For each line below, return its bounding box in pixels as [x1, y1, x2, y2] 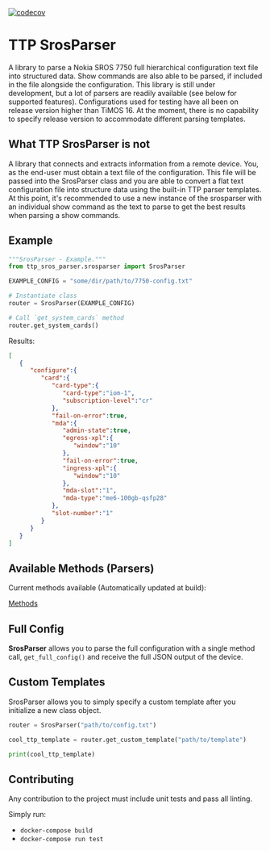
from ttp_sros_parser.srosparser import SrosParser [8, 262, 185, 270]
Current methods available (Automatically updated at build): [8, 583, 207, 593]
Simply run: [8, 810, 47, 820]
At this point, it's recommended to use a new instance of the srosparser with [8, 193, 262, 203]
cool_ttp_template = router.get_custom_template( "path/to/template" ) [8, 736, 247, 744]
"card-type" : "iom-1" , [62, 389, 135, 397]
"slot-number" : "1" [51, 509, 114, 518]
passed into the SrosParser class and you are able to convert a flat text [8, 176, 244, 186]
